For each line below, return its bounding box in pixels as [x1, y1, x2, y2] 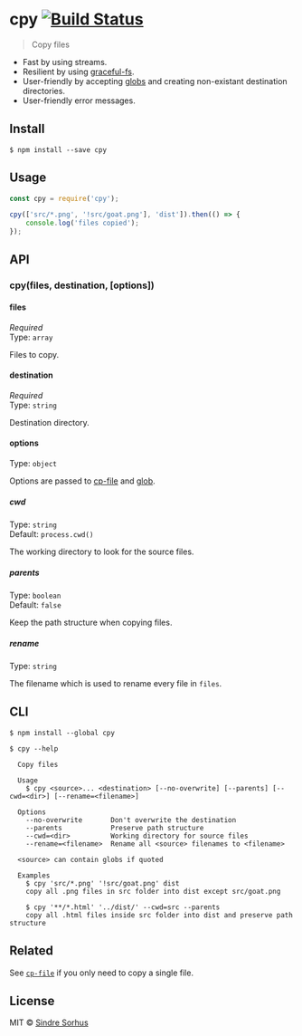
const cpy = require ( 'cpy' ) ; [9, 194, 119, 203]
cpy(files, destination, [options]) [9, 279, 156, 292]
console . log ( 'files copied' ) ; [25, 218, 140, 228]
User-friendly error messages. [22, 95, 136, 106]
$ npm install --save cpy [9, 145, 107, 154]
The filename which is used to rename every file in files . [9, 677, 222, 688]
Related [9, 943, 54, 959]
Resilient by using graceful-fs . [22, 66, 135, 77]
